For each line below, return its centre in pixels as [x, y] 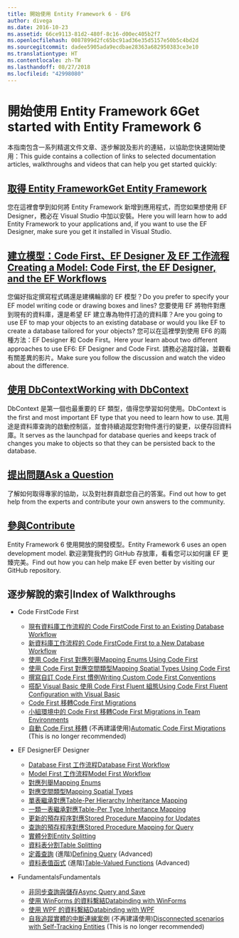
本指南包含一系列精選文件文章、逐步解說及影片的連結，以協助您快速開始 [113, 148]
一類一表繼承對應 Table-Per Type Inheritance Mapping [107, 810]
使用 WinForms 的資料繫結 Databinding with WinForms [107, 901]
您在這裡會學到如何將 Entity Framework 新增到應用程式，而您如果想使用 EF [117, 207]
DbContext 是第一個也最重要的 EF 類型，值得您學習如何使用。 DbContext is [117, 408]
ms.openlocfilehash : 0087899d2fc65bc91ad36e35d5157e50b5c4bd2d [103, 41]
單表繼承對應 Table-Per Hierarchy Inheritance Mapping [108, 800]
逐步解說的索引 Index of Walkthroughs [92, 594]
